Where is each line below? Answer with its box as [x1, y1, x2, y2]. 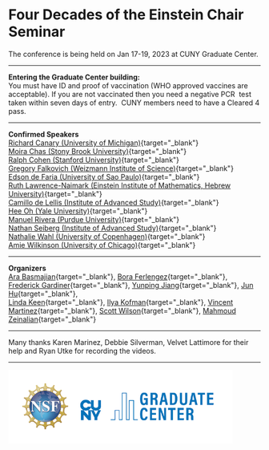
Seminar [8, 22, 66, 41]
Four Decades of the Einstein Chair [8, 6, 244, 24]
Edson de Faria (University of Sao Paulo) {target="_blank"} [8, 172, 200, 181]
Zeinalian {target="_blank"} [8, 314, 97, 324]
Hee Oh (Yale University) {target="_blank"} [8, 206, 148, 216]
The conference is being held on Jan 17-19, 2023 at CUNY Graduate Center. [8, 49, 259, 59]
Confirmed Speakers [8, 129, 79, 139]
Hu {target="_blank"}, [8, 289, 78, 298]
